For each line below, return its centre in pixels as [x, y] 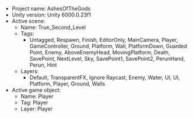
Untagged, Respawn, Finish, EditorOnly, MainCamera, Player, [104, 40]
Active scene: [28, 21]
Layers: [30, 71]
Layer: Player [37, 109]
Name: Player [37, 96]
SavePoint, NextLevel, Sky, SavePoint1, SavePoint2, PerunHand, [107, 59]
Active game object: [36, 90]
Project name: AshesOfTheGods [51, 9]
